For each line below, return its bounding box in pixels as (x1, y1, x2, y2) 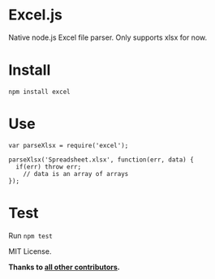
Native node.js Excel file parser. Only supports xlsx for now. (8, 32, 208, 42)
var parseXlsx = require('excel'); (8, 141, 129, 149)
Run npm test (8, 230, 53, 240)
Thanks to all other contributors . (8, 262, 120, 272)
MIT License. (8, 246, 52, 256)
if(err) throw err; (15, 162, 82, 171)
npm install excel (8, 88, 71, 96)
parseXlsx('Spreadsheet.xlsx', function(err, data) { (8, 156, 195, 164)
